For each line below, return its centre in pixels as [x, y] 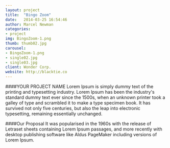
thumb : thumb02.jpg [26, 44]
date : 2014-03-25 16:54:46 [36, 19]
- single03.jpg [21, 62]
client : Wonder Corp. [28, 67]
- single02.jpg [21, 58]
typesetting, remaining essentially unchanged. [54, 114]
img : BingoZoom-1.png [28, 39]
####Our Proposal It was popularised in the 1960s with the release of [78, 124]
